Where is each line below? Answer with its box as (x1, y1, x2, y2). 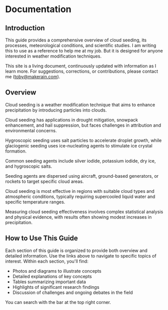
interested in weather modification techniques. (5, 53, 102, 59)
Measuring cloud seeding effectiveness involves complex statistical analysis (5, 209, 163, 215)
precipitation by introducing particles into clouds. (5, 107, 107, 113)
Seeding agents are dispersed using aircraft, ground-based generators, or (5, 173, 159, 179)
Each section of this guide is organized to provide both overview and (5, 247, 147, 253)
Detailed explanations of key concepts (12, 273, 92, 279)
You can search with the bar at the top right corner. (5, 299, 112, 305)
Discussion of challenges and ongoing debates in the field (12, 289, 133, 295)
